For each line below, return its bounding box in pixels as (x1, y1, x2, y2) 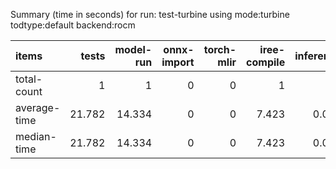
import (161, 55, 195, 69)
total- (15, 72, 43, 86)
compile (246, 55, 286, 69)
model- (114, 43, 153, 56)
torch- (203, 43, 237, 56)
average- (15, 101, 61, 114)
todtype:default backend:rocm (10, 19, 136, 31)
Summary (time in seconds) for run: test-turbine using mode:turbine (10, 9, 290, 20)
